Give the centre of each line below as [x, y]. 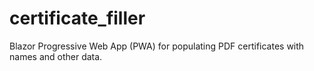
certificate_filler [77, 18]
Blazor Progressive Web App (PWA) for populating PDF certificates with [157, 46]
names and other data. [56, 56]
